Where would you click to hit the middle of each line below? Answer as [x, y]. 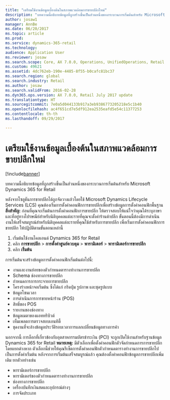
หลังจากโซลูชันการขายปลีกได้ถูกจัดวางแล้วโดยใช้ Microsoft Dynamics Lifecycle [77, 199]
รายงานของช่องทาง [28, 310]
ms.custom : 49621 [24, 67]
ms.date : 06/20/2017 [27, 29]
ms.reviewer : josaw [26, 57]
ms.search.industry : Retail [35, 81]
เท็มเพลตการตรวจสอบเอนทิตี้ [37, 321]
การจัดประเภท [24, 393]
